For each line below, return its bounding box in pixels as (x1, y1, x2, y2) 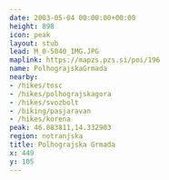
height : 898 (9, 22, 55, 31)
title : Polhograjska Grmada (9, 140, 116, 149)
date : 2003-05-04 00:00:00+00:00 (9, 13, 136, 23)
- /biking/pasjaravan (9, 106, 92, 115)
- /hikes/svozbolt (9, 97, 79, 107)
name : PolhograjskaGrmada (9, 65, 107, 74)
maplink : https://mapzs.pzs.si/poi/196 (9, 55, 161, 65)
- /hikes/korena (9, 115, 71, 124)
